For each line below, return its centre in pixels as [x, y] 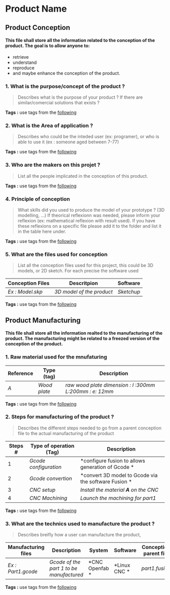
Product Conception [38, 28]
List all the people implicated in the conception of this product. [83, 176]
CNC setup [42, 490]
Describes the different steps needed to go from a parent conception [90, 428]
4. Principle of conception [38, 199]
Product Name [36, 9]
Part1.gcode [23, 572]
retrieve [21, 57]
